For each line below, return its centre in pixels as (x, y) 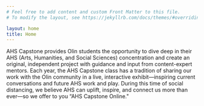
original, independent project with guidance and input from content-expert (99, 64)
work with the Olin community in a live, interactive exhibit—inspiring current (101, 77)
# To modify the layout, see (43, 18)
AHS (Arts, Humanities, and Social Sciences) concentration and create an (98, 58)
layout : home (23, 28)
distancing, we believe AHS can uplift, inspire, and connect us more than (97, 90)
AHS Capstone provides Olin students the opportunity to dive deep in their (99, 51)
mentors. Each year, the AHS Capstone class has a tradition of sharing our (99, 71)
